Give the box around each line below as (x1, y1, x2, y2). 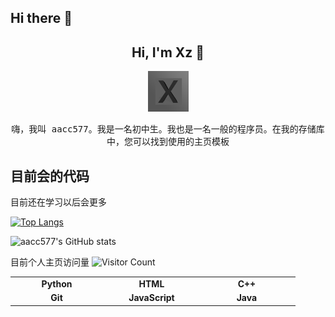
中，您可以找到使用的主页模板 (106, 136, 230, 148)
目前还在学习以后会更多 (10, 197, 107, 208)
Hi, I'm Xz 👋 (131, 44, 205, 61)
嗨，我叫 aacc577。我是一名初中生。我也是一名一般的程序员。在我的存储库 (11, 124, 325, 135)
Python (41, 277, 73, 290)
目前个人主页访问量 (10, 257, 90, 268)
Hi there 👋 (10, 10, 73, 27)
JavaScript (128, 292, 175, 304)
